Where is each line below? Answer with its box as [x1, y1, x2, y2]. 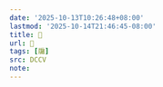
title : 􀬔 [9, 30, 43, 39]
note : [9, 64, 30, 73]
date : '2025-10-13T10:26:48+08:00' [9, 13, 145, 23]
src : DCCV [9, 55, 47, 64]
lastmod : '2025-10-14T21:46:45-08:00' [9, 22, 157, 31]
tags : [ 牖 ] [9, 47, 50, 56]
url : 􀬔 [9, 38, 35, 48]
